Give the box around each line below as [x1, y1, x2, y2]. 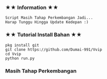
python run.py [5, 55, 35, 61]
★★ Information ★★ [5, 4, 59, 11]
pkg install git [5, 42, 39, 47]
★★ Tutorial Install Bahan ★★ [5, 31, 82, 38]
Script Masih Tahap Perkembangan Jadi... [5, 15, 93, 20]
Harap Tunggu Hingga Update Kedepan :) [5, 19, 89, 25]
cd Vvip [5, 51, 22, 56]
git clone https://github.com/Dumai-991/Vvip [5, 47, 102, 52]
